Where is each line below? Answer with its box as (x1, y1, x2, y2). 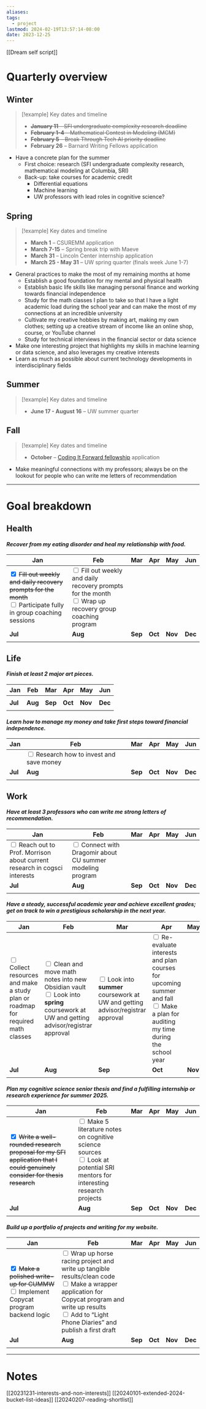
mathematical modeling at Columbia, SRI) (24, 167, 129, 175)
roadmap (9, 1002, 36, 1010)
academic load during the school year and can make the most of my (24, 303, 197, 310)
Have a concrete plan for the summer (15, 154, 110, 161)
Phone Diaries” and (61, 1318, 117, 1327)
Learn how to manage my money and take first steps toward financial (6, 718, 188, 725)
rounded (9, 1140, 34, 1149)
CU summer (72, 856, 107, 865)
